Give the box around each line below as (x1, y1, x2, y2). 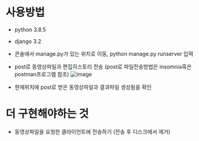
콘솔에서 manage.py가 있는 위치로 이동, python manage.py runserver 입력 (14, 50, 194, 57)
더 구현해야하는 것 (5, 107, 89, 121)
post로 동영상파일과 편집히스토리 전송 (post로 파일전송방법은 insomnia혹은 (14, 63, 192, 70)
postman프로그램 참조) (14, 70, 70, 77)
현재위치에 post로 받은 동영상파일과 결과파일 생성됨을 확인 (14, 83, 152, 91)
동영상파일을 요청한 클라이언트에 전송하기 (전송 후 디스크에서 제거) (14, 128, 171, 135)
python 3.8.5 (14, 25, 47, 33)
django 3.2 (14, 38, 42, 45)
